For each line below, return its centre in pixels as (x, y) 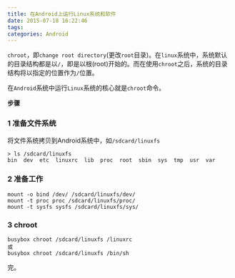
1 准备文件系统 (32, 123)
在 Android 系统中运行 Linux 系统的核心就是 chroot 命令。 (86, 88)
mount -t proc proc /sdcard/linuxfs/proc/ (71, 200)
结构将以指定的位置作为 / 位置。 (53, 73)
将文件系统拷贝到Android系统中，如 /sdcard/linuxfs (84, 140)
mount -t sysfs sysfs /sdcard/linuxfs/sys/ (73, 207)
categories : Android (38, 34)
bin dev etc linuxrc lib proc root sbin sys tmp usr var (111, 160)
